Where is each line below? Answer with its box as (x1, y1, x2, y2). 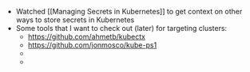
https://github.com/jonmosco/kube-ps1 (27, 40, 157, 50)
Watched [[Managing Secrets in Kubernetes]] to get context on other (15, 7, 243, 16)
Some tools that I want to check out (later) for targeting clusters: (15, 24, 228, 32)
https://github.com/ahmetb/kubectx (27, 32, 146, 41)
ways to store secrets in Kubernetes (15, 15, 135, 25)
